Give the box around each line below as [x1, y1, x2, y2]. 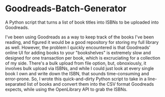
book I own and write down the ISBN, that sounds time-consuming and [5, 70, 149, 76]
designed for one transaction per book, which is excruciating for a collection [5, 55, 161, 61]
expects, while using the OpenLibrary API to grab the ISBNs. [5, 86, 127, 92]
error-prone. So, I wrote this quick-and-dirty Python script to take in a [5, 76, 147, 82]
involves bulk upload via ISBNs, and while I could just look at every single [5, 65, 154, 71]
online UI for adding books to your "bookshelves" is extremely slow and [5, 50, 151, 56]
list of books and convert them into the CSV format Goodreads [27, 81, 154, 87]
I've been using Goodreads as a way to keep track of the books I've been [5, 34, 154, 40]
